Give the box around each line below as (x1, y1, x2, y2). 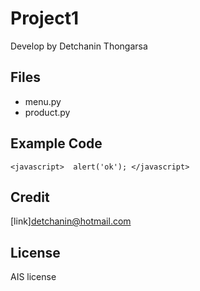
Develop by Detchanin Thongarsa (10, 40, 148, 52)
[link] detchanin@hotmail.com (10, 215, 132, 227)
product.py (24, 106, 71, 118)
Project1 (10, 7, 80, 30)
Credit (10, 188, 50, 206)
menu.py (24, 95, 62, 107)
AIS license (10, 271, 57, 283)
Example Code (10, 135, 103, 152)
